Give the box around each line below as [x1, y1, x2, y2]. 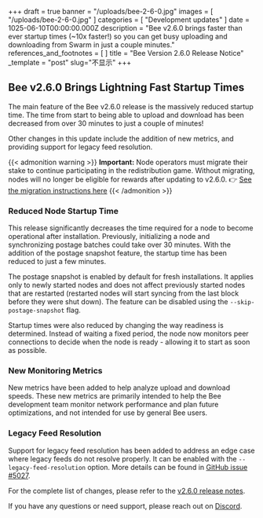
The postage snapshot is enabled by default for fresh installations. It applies [8, 272, 254, 281]
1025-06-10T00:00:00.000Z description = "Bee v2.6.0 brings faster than [8, 24, 243, 32]
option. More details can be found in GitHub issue [87, 462, 248, 472]
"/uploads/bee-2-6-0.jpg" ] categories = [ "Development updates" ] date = [8, 15, 250, 24]
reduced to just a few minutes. [8, 257, 107, 266]
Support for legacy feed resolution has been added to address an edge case [8, 446, 255, 455]
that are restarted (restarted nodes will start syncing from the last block [8, 288, 239, 298]
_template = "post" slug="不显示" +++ [8, 58, 132, 67]
